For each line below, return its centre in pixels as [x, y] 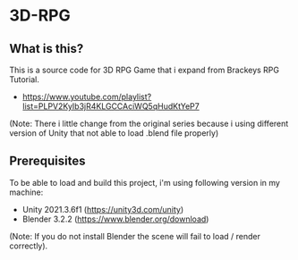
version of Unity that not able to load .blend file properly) [114, 133]
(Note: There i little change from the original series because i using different [149, 123]
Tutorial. [25, 80]
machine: [26, 192]
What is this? [47, 49]
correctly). [29, 246]
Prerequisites [47, 161]
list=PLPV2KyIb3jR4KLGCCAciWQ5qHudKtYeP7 [111, 106]
